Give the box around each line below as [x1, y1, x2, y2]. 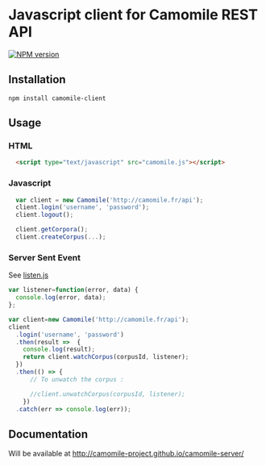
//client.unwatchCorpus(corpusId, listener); [29, 389, 185, 398]
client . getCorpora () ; [15, 226, 89, 234]
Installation [8, 73, 66, 86]
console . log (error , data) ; [15, 293, 106, 302]
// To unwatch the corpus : [29, 375, 125, 384]
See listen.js [8, 270, 49, 280]
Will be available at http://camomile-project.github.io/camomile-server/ [8, 449, 244, 459]
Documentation [8, 427, 89, 441]
